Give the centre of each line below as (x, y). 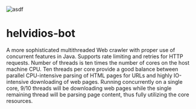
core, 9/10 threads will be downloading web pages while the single (89, 88)
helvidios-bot (41, 34)
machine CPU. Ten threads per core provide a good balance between (92, 69)
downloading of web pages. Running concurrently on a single (106, 81)
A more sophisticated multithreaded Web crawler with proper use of (91, 50)
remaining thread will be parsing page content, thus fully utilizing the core (98, 94)
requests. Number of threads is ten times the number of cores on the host (98, 62)
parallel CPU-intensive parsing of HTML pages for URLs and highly (90, 75)
